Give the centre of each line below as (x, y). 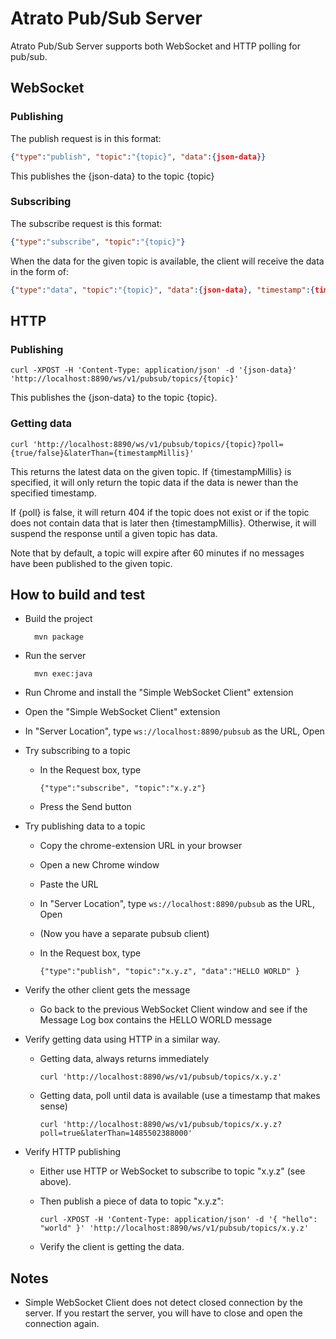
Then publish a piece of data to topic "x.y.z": (131, 1201)
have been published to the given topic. (91, 563)
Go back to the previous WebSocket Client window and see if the (173, 1009)
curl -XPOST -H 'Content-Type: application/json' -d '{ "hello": (178, 1220)
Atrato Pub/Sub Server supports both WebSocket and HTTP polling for (155, 46)
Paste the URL (69, 884)
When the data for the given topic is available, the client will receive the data (167, 261)
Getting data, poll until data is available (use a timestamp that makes (180, 1096)
